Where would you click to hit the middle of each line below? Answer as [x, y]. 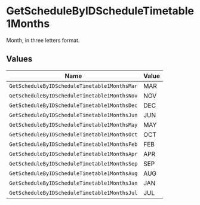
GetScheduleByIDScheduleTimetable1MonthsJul [73, 193]
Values [19, 59]
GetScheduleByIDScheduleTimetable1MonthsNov [73, 96]
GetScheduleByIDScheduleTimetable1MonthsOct [73, 134]
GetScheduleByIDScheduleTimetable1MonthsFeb [73, 144]
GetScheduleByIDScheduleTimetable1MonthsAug [73, 173]
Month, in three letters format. [43, 40]
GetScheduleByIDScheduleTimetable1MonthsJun [73, 115]
